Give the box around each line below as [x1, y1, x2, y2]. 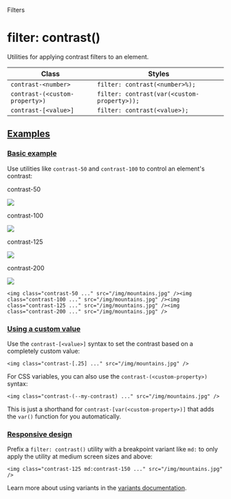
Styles [148, 69, 170, 78]
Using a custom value [7, 323, 81, 333]
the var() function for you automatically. [7, 412, 122, 421]
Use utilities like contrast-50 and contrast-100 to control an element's [7, 164, 205, 173]
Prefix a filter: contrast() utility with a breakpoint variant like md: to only [7, 445, 219, 454]
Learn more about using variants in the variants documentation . [7, 484, 187, 492]
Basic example [7, 149, 57, 158]
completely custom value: [7, 347, 80, 355]
